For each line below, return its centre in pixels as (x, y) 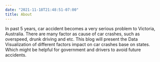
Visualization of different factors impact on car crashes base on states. (78, 44)
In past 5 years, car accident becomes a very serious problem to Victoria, (80, 28)
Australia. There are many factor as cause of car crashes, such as (73, 34)
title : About (19, 14)
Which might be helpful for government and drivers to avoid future (73, 50)
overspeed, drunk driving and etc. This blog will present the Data (72, 39)
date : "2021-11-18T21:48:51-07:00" (42, 10)
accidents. (16, 55)
